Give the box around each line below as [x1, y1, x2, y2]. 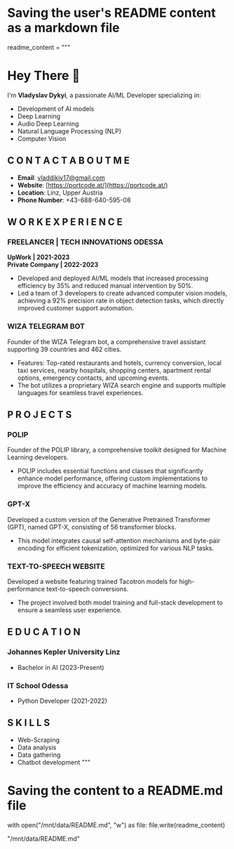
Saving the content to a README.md [7, 782, 223, 798]
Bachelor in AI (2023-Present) [17, 663, 104, 671]
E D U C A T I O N [7, 626, 81, 638]
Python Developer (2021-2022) [17, 697, 107, 705]
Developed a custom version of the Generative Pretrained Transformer [7, 515, 211, 524]
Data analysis [17, 743, 57, 751]
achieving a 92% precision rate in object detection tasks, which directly [17, 296, 224, 305]
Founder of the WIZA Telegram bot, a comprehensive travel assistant [7, 337, 206, 345]
